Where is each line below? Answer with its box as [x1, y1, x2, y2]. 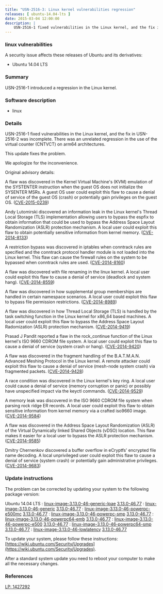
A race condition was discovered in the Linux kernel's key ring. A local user [5, 378, 155, 384]
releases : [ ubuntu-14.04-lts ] [5, 12, 70, 16]
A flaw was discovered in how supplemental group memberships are [5, 289, 142, 295]
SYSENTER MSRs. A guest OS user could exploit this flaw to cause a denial [5, 189, 155, 195]
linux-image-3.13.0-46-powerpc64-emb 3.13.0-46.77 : [5, 516, 114, 522]
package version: [5, 491, 40, 497]
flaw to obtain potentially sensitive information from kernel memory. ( [5, 230, 143, 235]
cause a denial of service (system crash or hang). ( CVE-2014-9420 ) [5, 344, 142, 349]
